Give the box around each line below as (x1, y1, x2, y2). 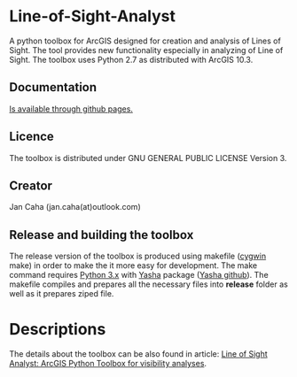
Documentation (9, 80, 98, 95)
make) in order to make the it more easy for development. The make (9, 260, 258, 271)
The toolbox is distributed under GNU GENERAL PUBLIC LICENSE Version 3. (9, 152, 287, 163)
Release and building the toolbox (9, 227, 194, 242)
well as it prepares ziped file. (9, 289, 114, 299)
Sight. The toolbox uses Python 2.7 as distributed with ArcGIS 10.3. (9, 54, 254, 65)
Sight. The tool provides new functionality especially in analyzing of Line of (9, 44, 284, 55)
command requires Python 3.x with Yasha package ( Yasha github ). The (9, 270, 269, 281)
